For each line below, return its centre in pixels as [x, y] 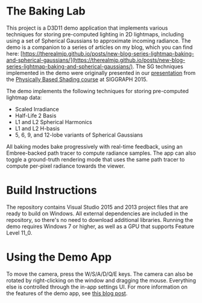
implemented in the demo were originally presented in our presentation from [101, 73]
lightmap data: [24, 97]
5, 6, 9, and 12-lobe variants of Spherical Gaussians [79, 135]
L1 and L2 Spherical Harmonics [53, 122]
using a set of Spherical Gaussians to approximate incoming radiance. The [99, 41]
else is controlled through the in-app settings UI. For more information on [97, 287]
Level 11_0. [19, 233]
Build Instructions [52, 190]
